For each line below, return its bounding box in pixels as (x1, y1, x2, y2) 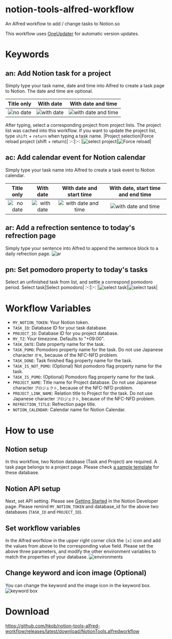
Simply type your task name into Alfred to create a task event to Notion (5, 167, 155, 173)
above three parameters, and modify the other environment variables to (5, 548, 156, 554)
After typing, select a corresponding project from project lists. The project (5, 122, 161, 128)
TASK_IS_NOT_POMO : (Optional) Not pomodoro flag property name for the (12, 363, 162, 369)
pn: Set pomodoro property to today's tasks (5, 265, 148, 274)
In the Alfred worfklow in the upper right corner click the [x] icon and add (5, 537, 161, 544)
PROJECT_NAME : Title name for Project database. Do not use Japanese (12, 379, 157, 385)
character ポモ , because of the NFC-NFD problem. (12, 352, 119, 358)
